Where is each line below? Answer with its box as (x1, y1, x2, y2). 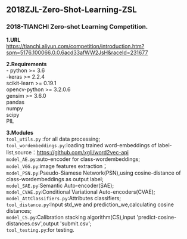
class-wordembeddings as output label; (6, 175, 104, 182)
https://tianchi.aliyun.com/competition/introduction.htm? (6, 42, 145, 49)
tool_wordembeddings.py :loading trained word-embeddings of (6, 141, 157, 148)
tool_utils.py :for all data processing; (6, 135, 101, 142)
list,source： (6, 148, 38, 156)
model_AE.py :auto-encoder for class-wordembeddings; (6, 155, 141, 163)
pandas (6, 98, 25, 105)
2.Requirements (6, 60, 47, 67)
